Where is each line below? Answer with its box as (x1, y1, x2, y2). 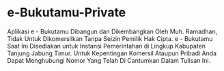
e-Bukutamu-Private (7, 5, 126, 20)
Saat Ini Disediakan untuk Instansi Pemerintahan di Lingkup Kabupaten (7, 42, 206, 50)
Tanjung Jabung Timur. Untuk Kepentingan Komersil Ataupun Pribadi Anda (7, 49, 217, 57)
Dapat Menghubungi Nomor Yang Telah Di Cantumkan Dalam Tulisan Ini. (7, 56, 210, 64)
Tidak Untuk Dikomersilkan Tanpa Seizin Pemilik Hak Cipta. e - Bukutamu (7, 34, 213, 42)
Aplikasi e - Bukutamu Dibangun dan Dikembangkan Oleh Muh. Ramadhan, (7, 27, 218, 35)
